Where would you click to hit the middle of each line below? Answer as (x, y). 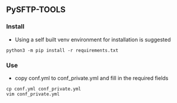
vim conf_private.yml (33, 94)
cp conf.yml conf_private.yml (44, 89)
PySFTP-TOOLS (36, 10)
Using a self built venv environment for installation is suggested (93, 39)
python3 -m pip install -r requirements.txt (62, 50)
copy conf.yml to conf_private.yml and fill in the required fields (91, 78)
